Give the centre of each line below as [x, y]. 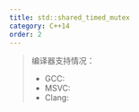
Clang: [56, 98]
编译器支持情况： [63, 61]
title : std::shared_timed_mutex [69, 17]
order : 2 [26, 34]
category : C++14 [39, 26]
